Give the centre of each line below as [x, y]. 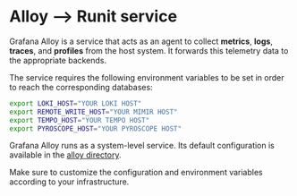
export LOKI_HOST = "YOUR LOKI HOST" [76, 103]
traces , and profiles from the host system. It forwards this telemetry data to [149, 50]
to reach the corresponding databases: [81, 87]
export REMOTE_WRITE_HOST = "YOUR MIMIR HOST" [93, 112]
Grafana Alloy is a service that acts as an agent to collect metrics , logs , [141, 41]
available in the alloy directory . [65, 155]
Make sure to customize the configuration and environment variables [136, 173]
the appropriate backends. [58, 60]
